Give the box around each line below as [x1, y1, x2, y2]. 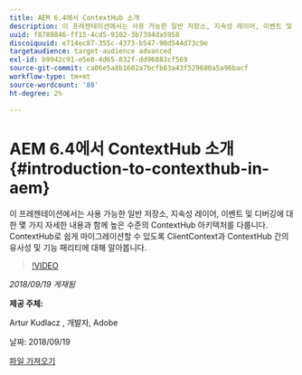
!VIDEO [31, 260, 59, 271]
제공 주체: [9, 298, 43, 309]
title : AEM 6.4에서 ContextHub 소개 [9, 13, 140, 23]
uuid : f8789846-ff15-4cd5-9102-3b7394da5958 [9, 30, 180, 39]
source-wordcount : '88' [9, 80, 99, 89]
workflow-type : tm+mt [9, 72, 91, 81]
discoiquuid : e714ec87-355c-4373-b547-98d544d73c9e [9, 38, 208, 48]
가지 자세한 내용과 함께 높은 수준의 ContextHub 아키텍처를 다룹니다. [28, 220, 269, 230]
